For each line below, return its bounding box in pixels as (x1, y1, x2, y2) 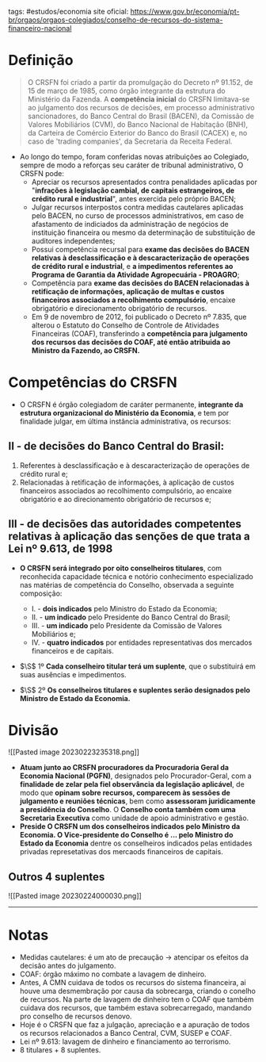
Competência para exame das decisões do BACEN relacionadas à (31, 278, 249, 288)
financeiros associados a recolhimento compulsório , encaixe (31, 295, 236, 305)
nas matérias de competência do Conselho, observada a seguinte (19, 580, 235, 589)
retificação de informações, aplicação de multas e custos (31, 286, 225, 296)
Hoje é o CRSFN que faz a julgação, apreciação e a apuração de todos (19, 1020, 250, 1029)
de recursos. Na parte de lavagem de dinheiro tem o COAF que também (19, 995, 254, 1004)
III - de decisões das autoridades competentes (8, 517, 241, 531)
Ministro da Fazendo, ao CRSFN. (31, 345, 140, 355)
